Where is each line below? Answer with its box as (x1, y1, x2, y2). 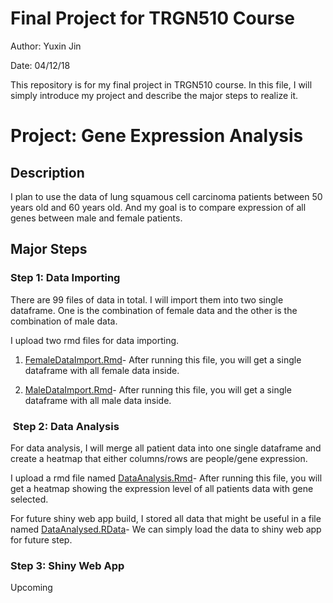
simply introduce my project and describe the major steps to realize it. (10, 89, 299, 101)
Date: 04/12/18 (10, 59, 71, 71)
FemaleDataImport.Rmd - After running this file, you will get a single (24, 353, 302, 366)
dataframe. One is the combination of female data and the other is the (10, 304, 298, 316)
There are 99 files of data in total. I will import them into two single (10, 293, 284, 306)
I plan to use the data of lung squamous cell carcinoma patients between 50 (10, 190, 323, 202)
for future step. (10, 533, 73, 546)
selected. (10, 493, 49, 505)
